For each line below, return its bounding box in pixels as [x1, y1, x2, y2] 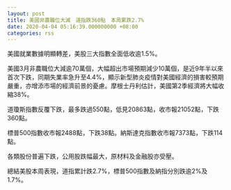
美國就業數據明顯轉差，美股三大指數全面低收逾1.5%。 [7, 49, 161, 58]
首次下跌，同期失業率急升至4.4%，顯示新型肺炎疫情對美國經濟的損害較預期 [7, 73, 224, 81]
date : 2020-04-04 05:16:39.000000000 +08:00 [7, 23, 138, 30]
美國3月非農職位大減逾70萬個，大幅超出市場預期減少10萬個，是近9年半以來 [7, 64, 224, 73]
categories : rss [7, 29, 54, 37]
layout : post [7, 10, 45, 17]
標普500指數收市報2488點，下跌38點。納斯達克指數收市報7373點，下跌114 [7, 129, 223, 137]
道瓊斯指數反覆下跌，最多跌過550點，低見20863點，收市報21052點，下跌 [7, 105, 219, 113]
